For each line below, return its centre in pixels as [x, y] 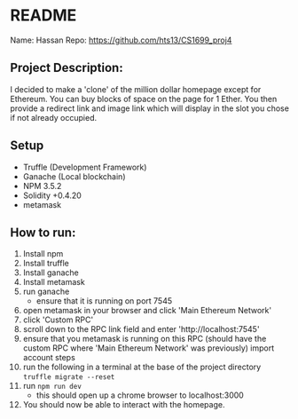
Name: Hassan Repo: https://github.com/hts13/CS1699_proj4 [121, 40]
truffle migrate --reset [69, 377]
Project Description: [67, 68]
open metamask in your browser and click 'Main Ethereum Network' [147, 311]
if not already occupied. [53, 117]
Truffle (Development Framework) [85, 167]
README [43, 16]
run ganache [46, 292]
